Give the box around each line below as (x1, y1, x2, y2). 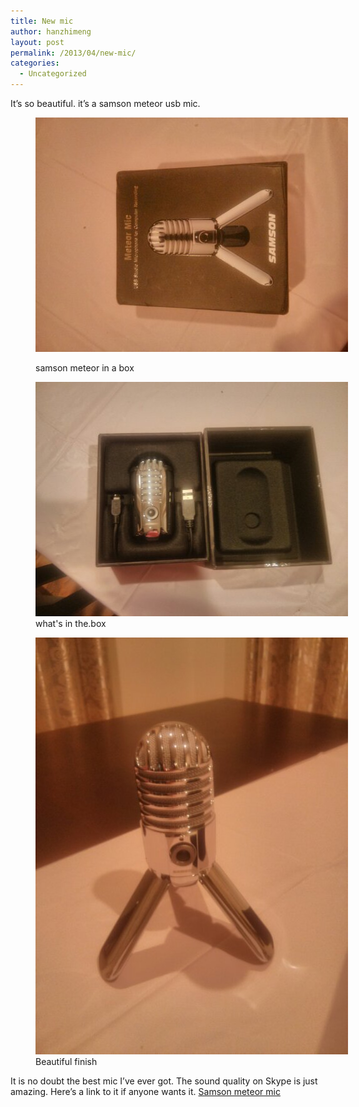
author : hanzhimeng (10, 26, 92, 37)
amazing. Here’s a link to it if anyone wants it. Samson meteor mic (10, 1086, 281, 1097)
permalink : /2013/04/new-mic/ (10, 48, 137, 58)
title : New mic (10, 16, 74, 26)
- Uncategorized (19, 69, 87, 79)
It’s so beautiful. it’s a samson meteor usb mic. (10, 98, 201, 109)
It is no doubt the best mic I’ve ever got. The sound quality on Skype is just (10, 1075, 318, 1087)
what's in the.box (35, 618, 107, 629)
